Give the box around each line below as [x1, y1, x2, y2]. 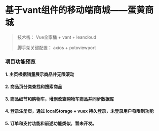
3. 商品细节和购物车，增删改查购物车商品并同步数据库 [5, 96, 115, 102]
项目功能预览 [5, 58, 36, 65]
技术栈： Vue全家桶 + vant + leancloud [17, 34, 97, 40]
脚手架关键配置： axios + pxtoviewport [17, 44, 96, 50]
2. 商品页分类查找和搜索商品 [5, 84, 63, 89]
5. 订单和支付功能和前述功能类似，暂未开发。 [5, 120, 97, 126]
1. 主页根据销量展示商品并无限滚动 [5, 71, 75, 77]
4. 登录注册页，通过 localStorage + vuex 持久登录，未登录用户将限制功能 [5, 108, 154, 114]
